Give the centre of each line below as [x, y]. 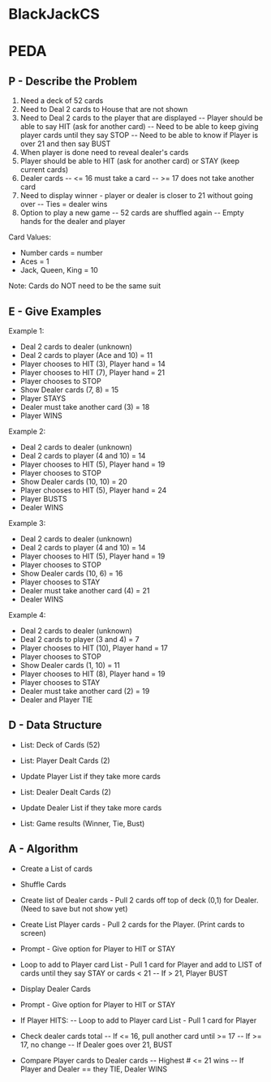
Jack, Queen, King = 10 [59, 270]
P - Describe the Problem [73, 81]
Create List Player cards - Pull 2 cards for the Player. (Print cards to [132, 924]
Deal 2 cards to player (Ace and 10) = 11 [86, 355]
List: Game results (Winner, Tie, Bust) [82, 823]
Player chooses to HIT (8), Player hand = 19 [92, 674]
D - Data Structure [55, 725]
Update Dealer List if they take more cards [91, 808]
